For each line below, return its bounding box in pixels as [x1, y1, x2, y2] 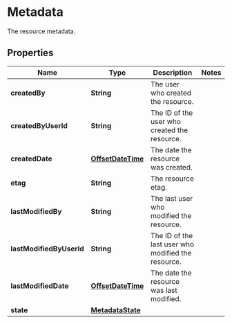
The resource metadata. [7, 27, 76, 35]
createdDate [10, 154, 52, 163]
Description [153, 67, 193, 77]
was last [151, 285, 177, 295]
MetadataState [90, 305, 142, 315]
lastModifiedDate [10, 281, 69, 291]
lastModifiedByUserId [10, 244, 84, 253]
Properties [7, 47, 54, 59]
